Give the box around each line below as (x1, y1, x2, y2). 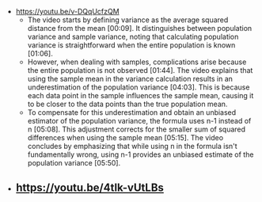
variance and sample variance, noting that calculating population (27, 32, 239, 41)
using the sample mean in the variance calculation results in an (27, 74, 234, 83)
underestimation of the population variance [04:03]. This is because (27, 82, 250, 92)
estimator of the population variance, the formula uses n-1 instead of (27, 116, 252, 125)
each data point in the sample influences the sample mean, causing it (27, 91, 254, 100)
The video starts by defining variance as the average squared (27, 15, 229, 25)
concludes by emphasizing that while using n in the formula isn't (27, 142, 237, 151)
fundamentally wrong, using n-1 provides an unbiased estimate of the (27, 150, 254, 159)
